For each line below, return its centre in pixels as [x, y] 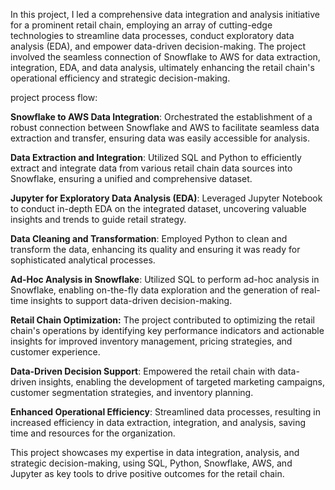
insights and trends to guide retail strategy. [98, 219]
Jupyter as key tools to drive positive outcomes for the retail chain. [147, 473]
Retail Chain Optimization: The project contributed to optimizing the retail [162, 320]
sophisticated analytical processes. [83, 260]
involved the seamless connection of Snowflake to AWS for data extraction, [165, 57]
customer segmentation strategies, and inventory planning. [132, 392]
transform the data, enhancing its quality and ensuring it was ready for [155, 249]
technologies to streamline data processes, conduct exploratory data [152, 35]
